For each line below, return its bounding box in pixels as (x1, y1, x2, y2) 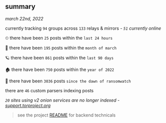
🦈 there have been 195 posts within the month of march (5, 45, 117, 51)
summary (5, 2, 36, 11)
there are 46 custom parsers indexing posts (5, 87, 94, 93)
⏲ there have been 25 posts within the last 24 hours (5, 35, 113, 41)
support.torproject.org (5, 102, 51, 108)
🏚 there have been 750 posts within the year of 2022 (5, 66, 114, 72)
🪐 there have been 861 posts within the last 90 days (5, 55, 114, 61)
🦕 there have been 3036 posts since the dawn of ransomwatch (5, 78, 131, 84)
